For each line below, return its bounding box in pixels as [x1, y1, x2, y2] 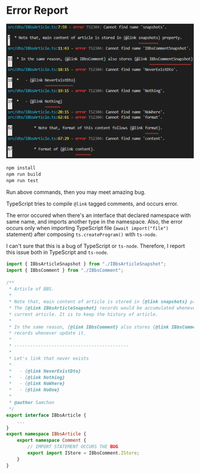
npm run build [6, 172, 42, 178]
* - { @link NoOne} [8, 387, 60, 393]
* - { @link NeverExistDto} [8, 368, 82, 374]
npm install [6, 165, 36, 171]
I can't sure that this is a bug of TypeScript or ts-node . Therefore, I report [6, 242, 185, 249]
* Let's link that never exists [8, 355, 89, 362]
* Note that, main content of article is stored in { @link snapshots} [8, 299, 187, 305]
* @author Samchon [8, 400, 55, 406]
